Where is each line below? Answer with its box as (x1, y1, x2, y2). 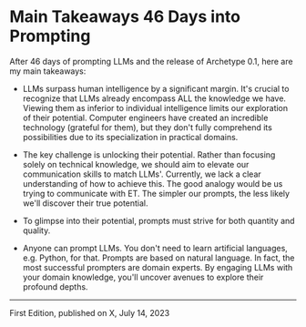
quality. (22, 225, 51, 236)
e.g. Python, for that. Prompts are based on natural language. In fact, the (22, 252, 295, 263)
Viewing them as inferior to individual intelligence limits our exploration (22, 102, 289, 113)
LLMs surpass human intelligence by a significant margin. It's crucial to (22, 83, 290, 94)
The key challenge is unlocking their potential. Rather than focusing (22, 148, 276, 160)
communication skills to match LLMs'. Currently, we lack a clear (22, 169, 261, 179)
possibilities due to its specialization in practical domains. (22, 131, 239, 142)
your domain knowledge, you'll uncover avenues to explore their (22, 271, 264, 282)
